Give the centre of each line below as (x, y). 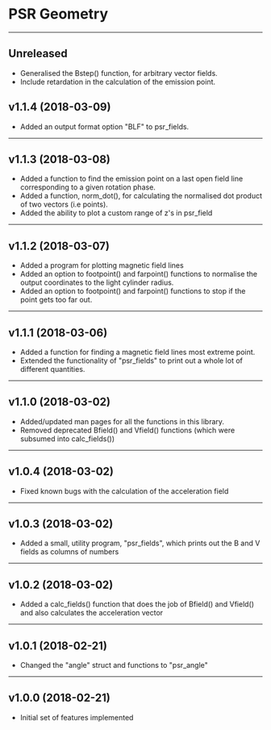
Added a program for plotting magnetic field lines (102, 265)
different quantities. (52, 369)
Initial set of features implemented (77, 717)
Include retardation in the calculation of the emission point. (118, 81)
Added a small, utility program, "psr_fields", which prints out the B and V (140, 543)
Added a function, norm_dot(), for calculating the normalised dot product (141, 196)
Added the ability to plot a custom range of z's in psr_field (116, 213)
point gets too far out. (56, 300)
